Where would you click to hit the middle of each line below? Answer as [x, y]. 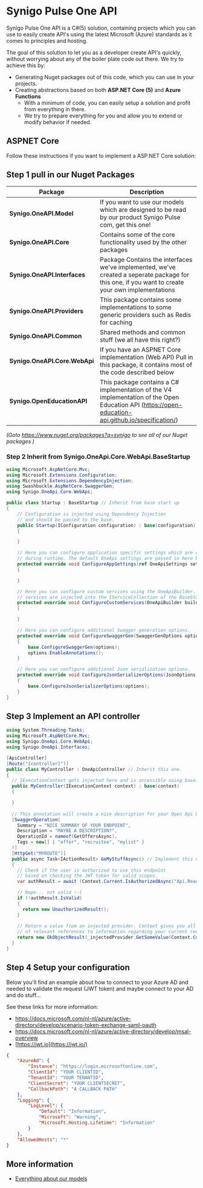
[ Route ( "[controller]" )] [37, 764]
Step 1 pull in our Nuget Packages [70, 175]
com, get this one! [125, 225]
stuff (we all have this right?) [140, 340]
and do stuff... [24, 995]
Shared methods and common [143, 332]
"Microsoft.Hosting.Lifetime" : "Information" [97, 1123]
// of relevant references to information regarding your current [102, 932]
